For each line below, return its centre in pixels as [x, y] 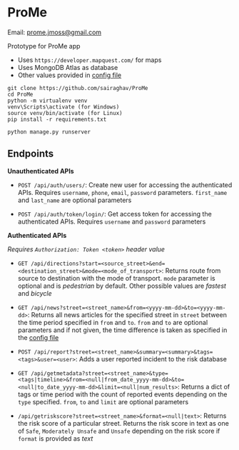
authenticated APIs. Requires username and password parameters [112, 221]
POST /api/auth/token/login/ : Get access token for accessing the [115, 214]
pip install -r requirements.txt [57, 119]
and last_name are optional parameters [75, 200]
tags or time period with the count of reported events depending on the [122, 394]
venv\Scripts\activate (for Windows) [63, 107]
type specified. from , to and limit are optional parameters [103, 401]
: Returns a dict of [204, 386]
